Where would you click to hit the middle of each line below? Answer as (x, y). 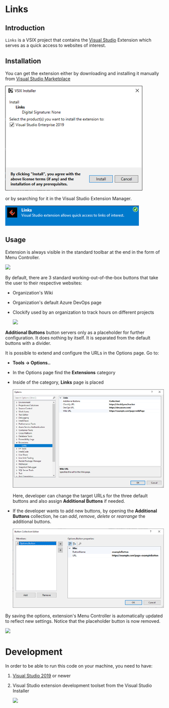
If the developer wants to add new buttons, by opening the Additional (85, 511)
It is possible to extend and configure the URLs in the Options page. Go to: (82, 353)
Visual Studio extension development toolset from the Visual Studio (82, 686)
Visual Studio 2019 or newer (41, 676)
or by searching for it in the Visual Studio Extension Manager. (69, 198)
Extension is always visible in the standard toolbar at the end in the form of (82, 252)
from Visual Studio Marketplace (38, 79)
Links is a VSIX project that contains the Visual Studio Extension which (78, 40)
